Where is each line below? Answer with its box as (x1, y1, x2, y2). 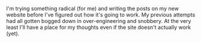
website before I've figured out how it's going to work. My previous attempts (6, 11, 196, 18)
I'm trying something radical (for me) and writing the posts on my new (6, 5, 179, 12)
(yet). (6, 30, 20, 37)
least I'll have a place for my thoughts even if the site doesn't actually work (6, 24, 191, 31)
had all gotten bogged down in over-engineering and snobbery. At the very (6, 18, 191, 24)
